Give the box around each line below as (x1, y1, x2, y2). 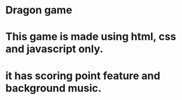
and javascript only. (5, 42, 103, 56)
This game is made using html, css (5, 30, 176, 44)
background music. (5, 81, 102, 95)
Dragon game (5, 3, 72, 17)
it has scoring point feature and (5, 69, 161, 82)
